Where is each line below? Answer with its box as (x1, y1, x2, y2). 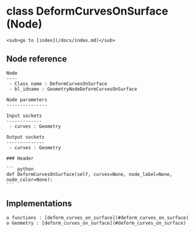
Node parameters (6, 96, 47, 103)
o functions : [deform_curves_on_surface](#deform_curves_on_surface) (6, 214, 189, 220)
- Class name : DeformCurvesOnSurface (9, 80, 108, 86)
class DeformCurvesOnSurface (6, 4, 168, 18)
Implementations (6, 199, 72, 209)
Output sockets (6, 134, 45, 140)
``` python (6, 166, 34, 172)
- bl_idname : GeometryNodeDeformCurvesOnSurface (9, 86, 137, 92)
